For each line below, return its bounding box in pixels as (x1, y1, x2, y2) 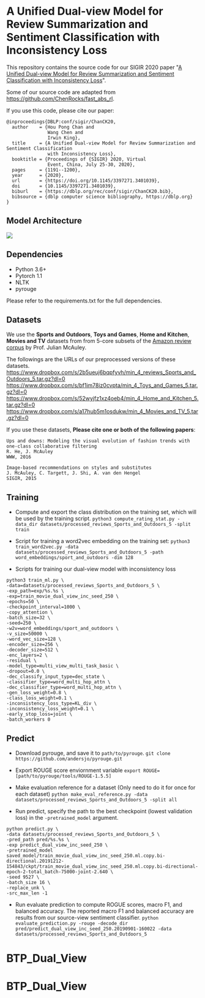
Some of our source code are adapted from (6, 88, 116, 96)
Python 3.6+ (15, 265, 47, 273)
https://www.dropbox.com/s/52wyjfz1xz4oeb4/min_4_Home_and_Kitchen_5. (6, 395, 199, 402)
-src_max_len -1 (6, 890, 48, 896)
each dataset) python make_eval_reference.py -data (15, 790, 148, 797)
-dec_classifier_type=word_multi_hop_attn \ (6, 685, 122, 691)
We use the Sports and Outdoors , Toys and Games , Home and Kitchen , (6, 331, 190, 338)
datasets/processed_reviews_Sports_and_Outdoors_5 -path (15, 549, 164, 555)
